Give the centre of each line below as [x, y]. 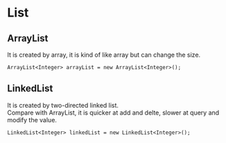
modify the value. [32, 120]
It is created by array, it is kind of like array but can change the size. [104, 55]
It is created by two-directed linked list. [63, 105]
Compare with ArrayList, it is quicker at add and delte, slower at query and [113, 113]
